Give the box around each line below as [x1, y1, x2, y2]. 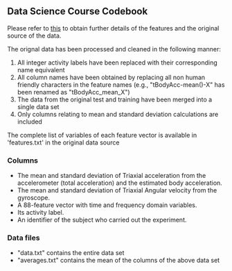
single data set [17, 102, 60, 110]
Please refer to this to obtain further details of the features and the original [7, 24, 220, 32]
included [17, 117, 43, 126]
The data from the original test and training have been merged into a [17, 95, 213, 104]
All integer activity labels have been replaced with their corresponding [17, 58, 218, 67]
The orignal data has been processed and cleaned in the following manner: [7, 44, 222, 53]
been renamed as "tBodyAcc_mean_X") [17, 88, 130, 96]
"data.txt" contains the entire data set [17, 249, 125, 257]
